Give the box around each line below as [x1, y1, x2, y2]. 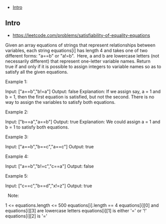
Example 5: [5, 173, 29, 179]
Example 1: [5, 78, 28, 85]
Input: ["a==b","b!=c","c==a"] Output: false [5, 163, 94, 169]
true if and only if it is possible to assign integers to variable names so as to [5, 63, 161, 70]
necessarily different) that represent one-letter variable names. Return [5, 58, 151, 64]
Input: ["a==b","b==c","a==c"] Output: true [5, 143, 94, 149]
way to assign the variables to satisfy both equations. [5, 99, 116, 105]
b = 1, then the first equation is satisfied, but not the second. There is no [5, 93, 154, 100]
